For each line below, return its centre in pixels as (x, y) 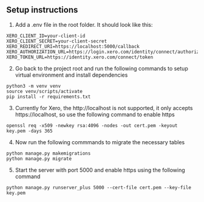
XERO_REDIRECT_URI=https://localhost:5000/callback (73, 46)
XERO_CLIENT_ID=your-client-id (46, 36)
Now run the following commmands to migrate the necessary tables (100, 142)
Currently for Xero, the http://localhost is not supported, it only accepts (104, 108)
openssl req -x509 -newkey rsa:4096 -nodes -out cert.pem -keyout (92, 125)
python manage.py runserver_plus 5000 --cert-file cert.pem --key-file (99, 187)
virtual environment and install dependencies (71, 75)
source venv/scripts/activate (45, 91)
